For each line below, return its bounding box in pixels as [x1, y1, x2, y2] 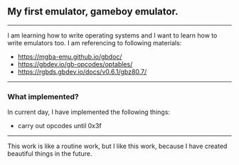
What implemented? [7, 91, 80, 101]
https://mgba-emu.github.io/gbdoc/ [17, 52, 122, 61]
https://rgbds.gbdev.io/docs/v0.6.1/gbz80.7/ [17, 67, 147, 76]
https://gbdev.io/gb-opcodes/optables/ [17, 59, 133, 68]
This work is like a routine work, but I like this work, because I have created [7, 142, 228, 151]
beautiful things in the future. [7, 149, 92, 158]
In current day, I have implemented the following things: [7, 108, 171, 116]
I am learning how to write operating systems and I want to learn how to [7, 31, 218, 40]
